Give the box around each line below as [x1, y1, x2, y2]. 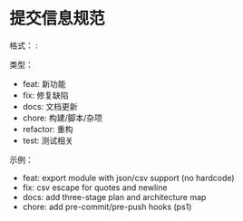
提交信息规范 [9, 8, 106, 29]
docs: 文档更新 [22, 101, 79, 111]
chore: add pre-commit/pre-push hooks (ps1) [22, 201, 192, 212]
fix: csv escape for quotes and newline [22, 182, 168, 193]
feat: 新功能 [22, 78, 66, 89]
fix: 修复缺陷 [22, 90, 69, 101]
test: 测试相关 [22, 135, 74, 146]
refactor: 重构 [22, 123, 73, 134]
